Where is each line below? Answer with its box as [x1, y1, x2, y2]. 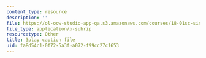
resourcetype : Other [6, 31, 59, 37]
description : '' [6, 14, 48, 21]
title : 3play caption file [6, 37, 75, 43]
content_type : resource [6, 8, 67, 15]
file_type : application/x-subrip [6, 25, 92, 32]
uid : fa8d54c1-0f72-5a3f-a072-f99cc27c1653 [6, 43, 120, 49]
